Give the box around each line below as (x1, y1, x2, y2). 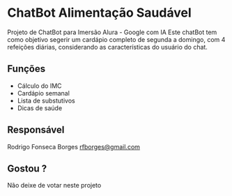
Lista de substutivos (17, 96, 75, 105)
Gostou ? (7, 163, 47, 174)
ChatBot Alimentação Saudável (7, 5, 192, 21)
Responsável (7, 124, 65, 136)
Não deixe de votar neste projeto (7, 181, 102, 190)
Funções (7, 63, 46, 75)
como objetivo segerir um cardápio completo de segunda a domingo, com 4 (7, 35, 226, 43)
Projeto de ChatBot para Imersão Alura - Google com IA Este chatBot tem (7, 28, 217, 36)
